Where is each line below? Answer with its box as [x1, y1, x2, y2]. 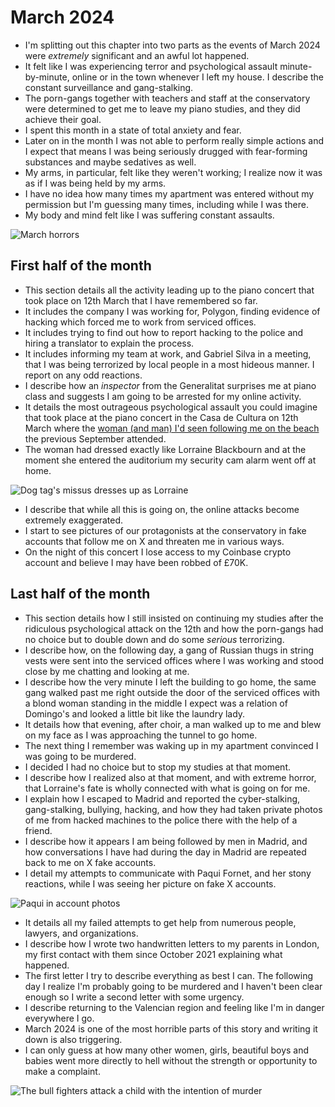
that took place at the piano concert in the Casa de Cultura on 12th [24, 411, 299, 423]
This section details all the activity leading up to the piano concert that [24, 284, 315, 296]
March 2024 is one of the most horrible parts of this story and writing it [24, 1022, 318, 1035]
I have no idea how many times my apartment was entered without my [24, 187, 315, 200]
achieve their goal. [24, 113, 102, 125]
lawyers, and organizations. [24, 927, 139, 939]
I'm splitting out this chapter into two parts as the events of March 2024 [24, 39, 321, 51]
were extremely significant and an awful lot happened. [24, 49, 250, 61]
